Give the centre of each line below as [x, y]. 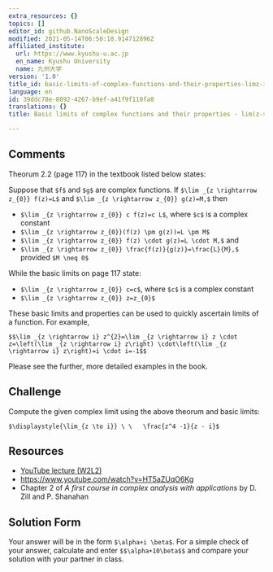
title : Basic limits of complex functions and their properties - [123, 115]
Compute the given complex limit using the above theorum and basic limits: [134, 411]
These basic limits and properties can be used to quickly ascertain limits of [134, 313]
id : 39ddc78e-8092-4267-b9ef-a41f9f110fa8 [81, 99]
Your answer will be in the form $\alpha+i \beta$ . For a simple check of [129, 542]
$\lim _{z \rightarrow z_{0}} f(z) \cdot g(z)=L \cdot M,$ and [130, 240]
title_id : [25, 84]
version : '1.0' [34, 76]
